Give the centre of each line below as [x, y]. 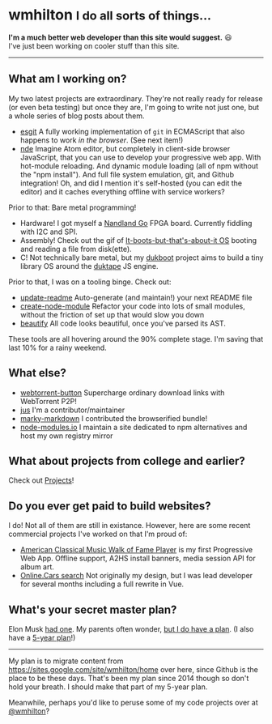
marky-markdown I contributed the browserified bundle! [114, 418]
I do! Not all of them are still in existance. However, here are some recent [130, 526]
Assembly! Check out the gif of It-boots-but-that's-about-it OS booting [138, 240]
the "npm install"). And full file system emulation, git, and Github [127, 174]
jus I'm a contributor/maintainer [72, 410]
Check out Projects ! [41, 480]
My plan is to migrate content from [66, 661]
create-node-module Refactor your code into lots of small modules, [132, 306]
